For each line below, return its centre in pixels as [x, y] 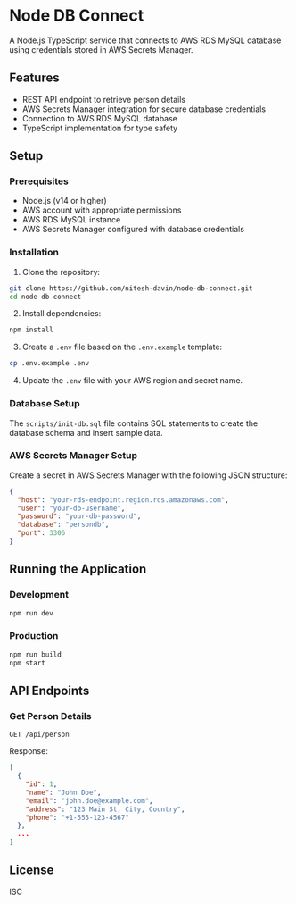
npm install [31, 330]
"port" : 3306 [41, 533]
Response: [29, 751]
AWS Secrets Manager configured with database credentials [133, 230]
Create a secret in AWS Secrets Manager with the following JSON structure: [148, 475]
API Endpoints [49, 690]
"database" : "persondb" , [63, 525]
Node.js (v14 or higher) [64, 201]
